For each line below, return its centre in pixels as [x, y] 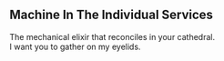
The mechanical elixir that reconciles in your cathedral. [112, 36]
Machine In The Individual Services [112, 15]
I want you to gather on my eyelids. [75, 46]
